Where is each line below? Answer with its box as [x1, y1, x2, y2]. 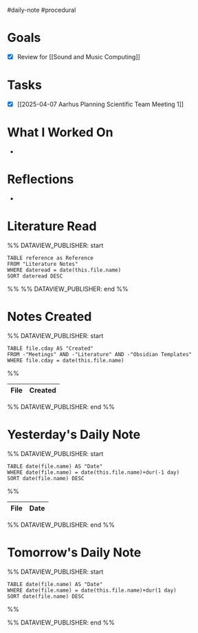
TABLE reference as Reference [7, 254, 94, 261]
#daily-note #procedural [7, 6, 76, 14]
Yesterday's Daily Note [7, 426, 141, 442]
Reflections [7, 172, 74, 187]
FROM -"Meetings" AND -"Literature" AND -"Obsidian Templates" [7, 351, 192, 357]
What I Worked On [7, 125, 113, 141]
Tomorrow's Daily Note [7, 544, 142, 560]
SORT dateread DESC [7, 272, 63, 280]
